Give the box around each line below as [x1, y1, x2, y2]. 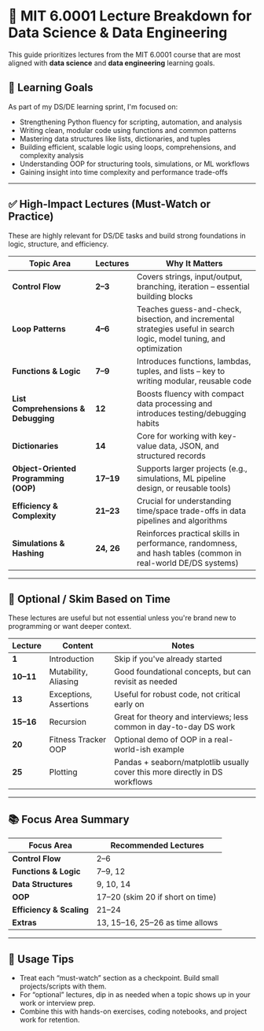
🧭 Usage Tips [8, 952, 75, 966]
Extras [12, 917, 37, 928]
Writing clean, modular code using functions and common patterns [19, 125, 237, 135]
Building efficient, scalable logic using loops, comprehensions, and [19, 142, 236, 152]
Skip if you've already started [113, 653, 222, 664]
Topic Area [28, 257, 71, 268]
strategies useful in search [136, 323, 235, 334]
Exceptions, [49, 689, 93, 700]
